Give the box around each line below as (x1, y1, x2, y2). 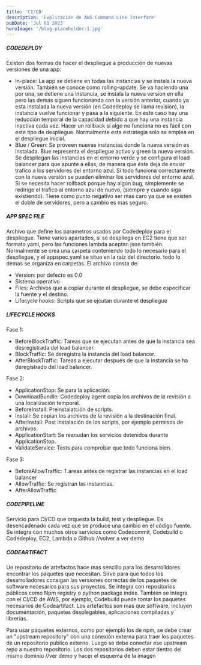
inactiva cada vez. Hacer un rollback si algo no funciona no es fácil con (14, 122, 191, 129)
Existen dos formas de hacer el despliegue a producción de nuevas (6, 60, 173, 67)
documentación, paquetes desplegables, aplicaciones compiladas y (6, 608, 174, 616)
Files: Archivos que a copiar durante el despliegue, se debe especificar (14, 284, 191, 292)
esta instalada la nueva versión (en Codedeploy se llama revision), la (14, 103, 185, 110)
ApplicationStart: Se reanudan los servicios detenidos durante (14, 431, 169, 439)
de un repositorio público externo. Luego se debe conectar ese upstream (6, 639, 187, 647)
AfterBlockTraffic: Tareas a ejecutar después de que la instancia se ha (14, 357, 188, 364)
